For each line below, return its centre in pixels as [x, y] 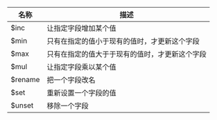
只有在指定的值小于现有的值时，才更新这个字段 [123, 41]
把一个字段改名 [71, 80]
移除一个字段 [68, 106]
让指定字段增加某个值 [81, 28]
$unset [22, 105]
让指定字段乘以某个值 [81, 67]
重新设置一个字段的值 [81, 93]
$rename [25, 80]
